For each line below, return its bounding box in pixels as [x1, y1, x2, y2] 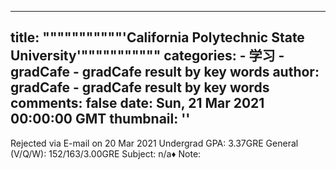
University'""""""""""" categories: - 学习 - [10, 47, 285, 65]
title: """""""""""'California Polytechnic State [10, 29, 305, 46]
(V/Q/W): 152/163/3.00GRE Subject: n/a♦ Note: [10, 147, 202, 160]
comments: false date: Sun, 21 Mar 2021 [10, 95, 265, 112]
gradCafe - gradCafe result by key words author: [10, 64, 320, 81]
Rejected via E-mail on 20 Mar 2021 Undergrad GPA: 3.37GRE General [10, 137, 299, 149]
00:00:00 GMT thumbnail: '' [10, 111, 191, 128]
